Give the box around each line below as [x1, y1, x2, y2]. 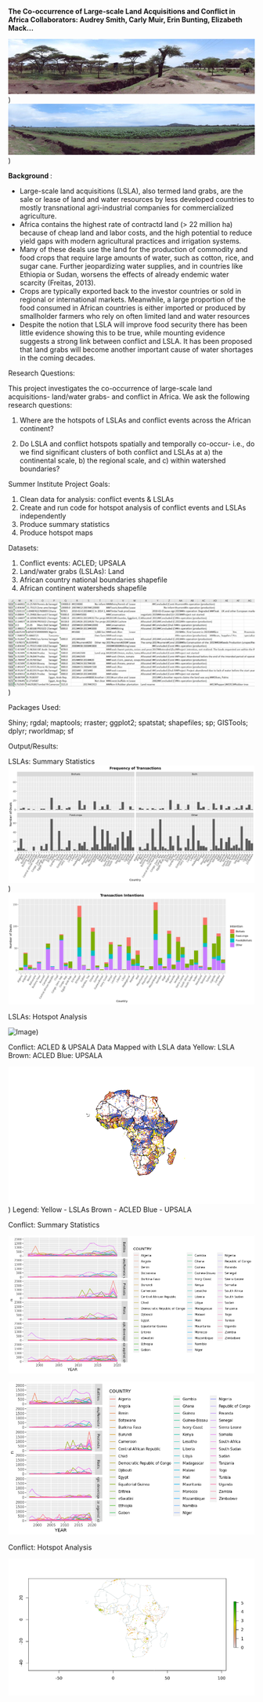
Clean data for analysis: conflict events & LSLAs [19, 495, 175, 504]
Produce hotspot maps [19, 528, 94, 537]
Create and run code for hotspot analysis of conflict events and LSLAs [19, 503, 247, 513]
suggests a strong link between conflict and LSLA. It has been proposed [19, 337, 253, 346]
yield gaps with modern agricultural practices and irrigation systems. [19, 236, 242, 246]
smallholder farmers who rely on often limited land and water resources [19, 312, 250, 321]
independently [19, 511, 67, 521]
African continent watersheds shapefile [19, 584, 147, 593]
